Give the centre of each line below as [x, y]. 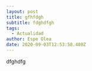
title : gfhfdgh [25, 17]
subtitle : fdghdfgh [30, 22]
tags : [13, 28]
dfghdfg [16, 61]
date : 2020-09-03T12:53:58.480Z [46, 45]
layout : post [22, 12]
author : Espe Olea [29, 39]
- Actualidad [28, 34]
